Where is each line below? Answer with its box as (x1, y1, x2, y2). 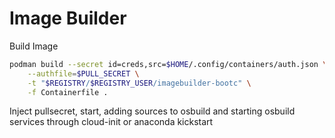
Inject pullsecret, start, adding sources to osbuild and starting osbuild (9, 105, 296, 117)
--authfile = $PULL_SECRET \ (27, 68, 140, 79)
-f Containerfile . (27, 87, 109, 97)
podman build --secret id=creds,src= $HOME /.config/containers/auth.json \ (9, 59, 328, 69)
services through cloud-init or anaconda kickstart (9, 116, 214, 128)
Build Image (9, 40, 59, 52)
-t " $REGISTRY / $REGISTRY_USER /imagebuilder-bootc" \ (27, 78, 252, 88)
